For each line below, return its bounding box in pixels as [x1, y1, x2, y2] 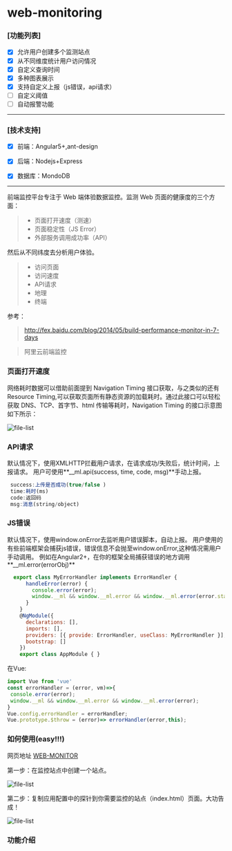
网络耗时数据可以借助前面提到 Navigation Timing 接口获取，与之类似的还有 [7, 384, 220, 392]
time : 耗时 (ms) [10, 487, 49, 495]
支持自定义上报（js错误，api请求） [17, 82, 116, 91]
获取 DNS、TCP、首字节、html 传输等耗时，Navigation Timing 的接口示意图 [7, 401, 222, 409]
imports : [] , [25, 625, 64, 632]
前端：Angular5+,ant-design [17, 142, 98, 151]
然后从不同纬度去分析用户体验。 [7, 248, 98, 256]
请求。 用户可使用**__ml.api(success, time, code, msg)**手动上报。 [12, 468, 205, 476]
